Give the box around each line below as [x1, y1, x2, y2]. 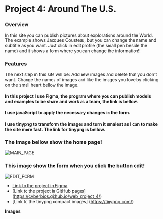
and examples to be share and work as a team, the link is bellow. [5, 99, 138, 105]
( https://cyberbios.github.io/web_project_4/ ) [12, 193, 102, 199]
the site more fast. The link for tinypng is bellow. [5, 126, 106, 132]
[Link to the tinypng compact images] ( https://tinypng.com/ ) [12, 199, 134, 205]
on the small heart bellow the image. [5, 82, 79, 88]
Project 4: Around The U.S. [5, 3, 117, 15]
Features [5, 60, 27, 67]
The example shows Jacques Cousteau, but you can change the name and [5, 37, 157, 43]
